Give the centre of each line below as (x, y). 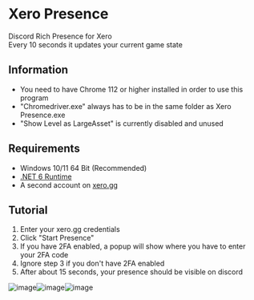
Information (38, 70)
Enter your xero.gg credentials (70, 229)
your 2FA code (44, 255)
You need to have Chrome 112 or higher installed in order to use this (131, 89)
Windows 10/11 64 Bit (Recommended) (83, 168)
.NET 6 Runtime (46, 176)
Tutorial (28, 210)
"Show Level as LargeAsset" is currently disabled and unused (122, 123)
